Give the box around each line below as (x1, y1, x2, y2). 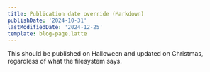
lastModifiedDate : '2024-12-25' (7, 23, 103, 30)
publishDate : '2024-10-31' (7, 17, 87, 24)
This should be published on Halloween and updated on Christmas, (7, 49, 204, 58)
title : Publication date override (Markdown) (7, 10, 144, 18)
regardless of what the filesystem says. (7, 57, 123, 66)
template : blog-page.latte (7, 30, 87, 37)
